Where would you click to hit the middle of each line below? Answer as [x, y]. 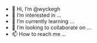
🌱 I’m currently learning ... [43, 21]
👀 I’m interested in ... [36, 15]
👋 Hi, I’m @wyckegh [36, 9]
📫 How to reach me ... [39, 34]
